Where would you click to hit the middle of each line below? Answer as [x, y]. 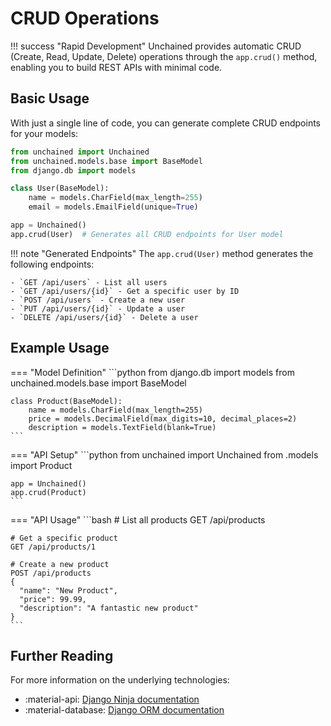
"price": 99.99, [53, 599]
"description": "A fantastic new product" [109, 608]
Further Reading [62, 655]
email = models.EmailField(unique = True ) [113, 207]
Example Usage [60, 348]
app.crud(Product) [48, 492]
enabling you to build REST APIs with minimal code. [116, 67]
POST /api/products [51, 573]
